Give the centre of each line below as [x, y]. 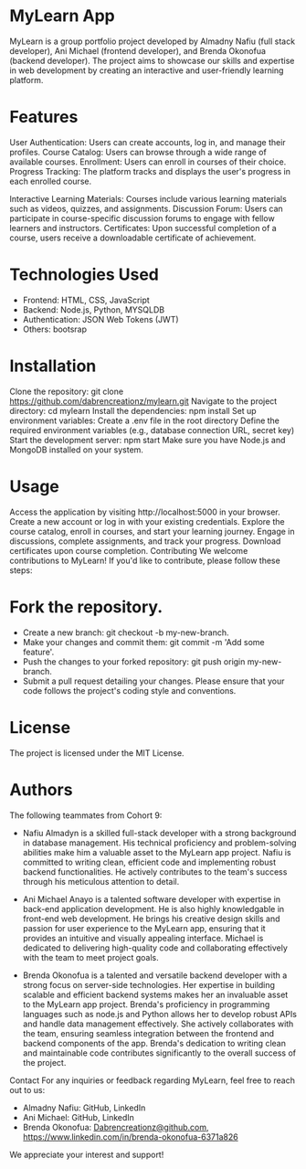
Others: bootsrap [55, 329]
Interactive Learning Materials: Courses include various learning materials [148, 198]
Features [44, 117]
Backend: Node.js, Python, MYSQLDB [94, 309]
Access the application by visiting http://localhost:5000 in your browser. [145, 512]
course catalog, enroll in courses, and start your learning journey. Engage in [152, 531]
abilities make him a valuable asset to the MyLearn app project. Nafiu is [157, 852]
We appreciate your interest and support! [87, 1154]
